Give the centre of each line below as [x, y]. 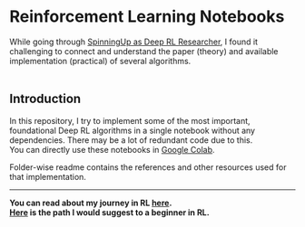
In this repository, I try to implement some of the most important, [130, 120]
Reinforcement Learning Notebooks [147, 17]
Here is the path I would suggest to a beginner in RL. [110, 212]
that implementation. [48, 176]
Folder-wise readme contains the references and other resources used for [148, 167]
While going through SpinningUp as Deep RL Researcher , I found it [134, 42]
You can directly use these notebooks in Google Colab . [112, 149]
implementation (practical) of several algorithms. [100, 61]
